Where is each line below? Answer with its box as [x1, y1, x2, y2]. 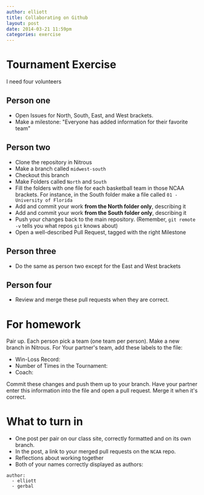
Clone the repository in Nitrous [15, 158, 92, 166]
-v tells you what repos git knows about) [15, 222, 118, 229]
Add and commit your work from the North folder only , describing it [15, 202, 186, 210]
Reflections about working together [15, 454, 104, 462]
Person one [6, 96, 50, 106]
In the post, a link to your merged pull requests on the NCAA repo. [15, 448, 176, 455]
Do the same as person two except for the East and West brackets [15, 262, 181, 270]
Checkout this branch [15, 171, 69, 178]
